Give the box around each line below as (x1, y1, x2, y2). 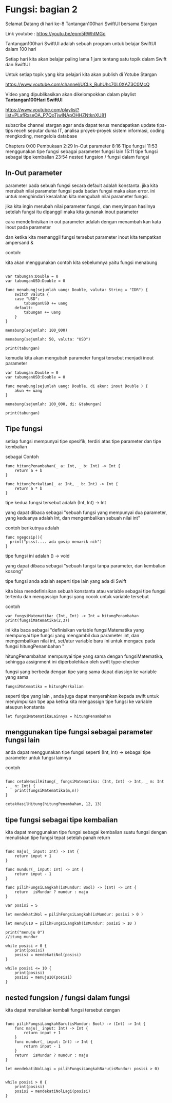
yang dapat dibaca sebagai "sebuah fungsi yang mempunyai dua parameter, (5, 509, 167, 516)
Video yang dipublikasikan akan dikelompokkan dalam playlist (5, 91, 136, 97)
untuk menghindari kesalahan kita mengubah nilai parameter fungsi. (5, 193, 149, 199)
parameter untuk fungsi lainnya (5, 755, 71, 761)
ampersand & (5, 239, 34, 245)
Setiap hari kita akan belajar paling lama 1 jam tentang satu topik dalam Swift (5, 55, 167, 62)
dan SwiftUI (5, 61, 30, 67)
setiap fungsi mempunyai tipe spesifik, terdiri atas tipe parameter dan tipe (5, 438, 162, 444)
